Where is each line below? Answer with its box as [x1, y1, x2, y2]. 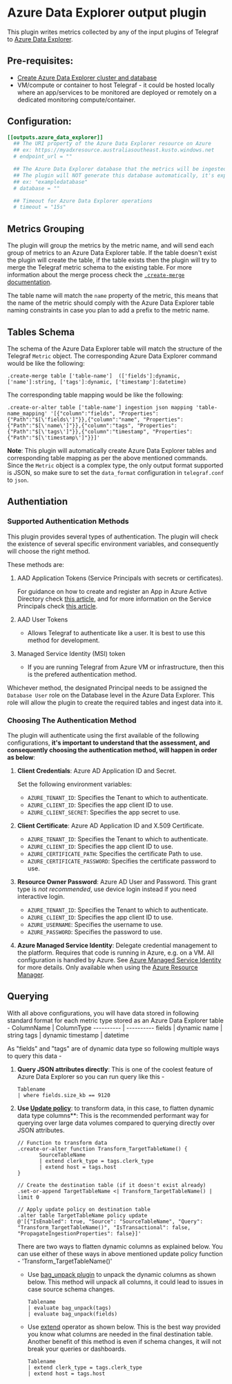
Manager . [17, 970, 45, 979]
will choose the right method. [7, 547, 90, 555]
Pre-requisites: [7, 55, 74, 67]
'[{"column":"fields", [50, 410, 116, 417]
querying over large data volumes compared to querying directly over [17, 1119, 215, 1127]
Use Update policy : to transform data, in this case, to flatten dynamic [17, 1104, 215, 1112]
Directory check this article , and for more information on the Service [17, 595, 212, 603]
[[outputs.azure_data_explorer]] [7, 133, 104, 141]
